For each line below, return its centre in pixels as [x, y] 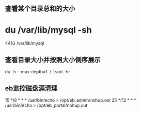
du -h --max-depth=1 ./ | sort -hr [38, 72]
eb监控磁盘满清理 [31, 88]
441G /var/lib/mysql [25, 43]
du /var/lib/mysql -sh [48, 30]
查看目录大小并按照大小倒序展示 [53, 60]
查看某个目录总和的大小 [40, 9]
